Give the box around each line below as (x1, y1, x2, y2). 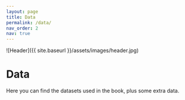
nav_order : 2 (6, 25, 39, 31)
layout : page (6, 8, 39, 15)
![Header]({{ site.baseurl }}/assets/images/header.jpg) (6, 47, 139, 54)
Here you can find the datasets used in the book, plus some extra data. (6, 87, 180, 95)
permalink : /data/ (6, 20, 52, 25)
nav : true (6, 31, 31, 37)
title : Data (6, 14, 36, 20)
